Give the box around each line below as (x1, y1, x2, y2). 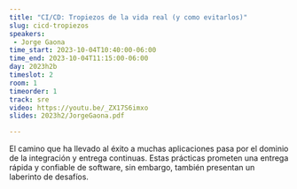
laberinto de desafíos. (9, 171, 89, 182)
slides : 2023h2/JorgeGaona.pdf (9, 111, 125, 120)
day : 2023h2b (9, 63, 58, 72)
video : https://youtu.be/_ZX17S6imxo (9, 103, 149, 112)
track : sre (9, 94, 50, 104)
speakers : (9, 29, 46, 38)
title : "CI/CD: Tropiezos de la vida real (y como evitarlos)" (9, 12, 248, 22)
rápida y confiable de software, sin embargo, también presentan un (9, 163, 255, 173)
